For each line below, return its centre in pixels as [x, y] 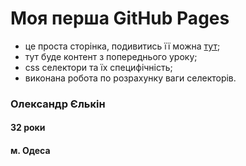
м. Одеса [30, 151]
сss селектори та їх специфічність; [98, 67]
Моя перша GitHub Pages [120, 18]
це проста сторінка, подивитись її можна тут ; [122, 46]
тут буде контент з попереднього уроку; [111, 56]
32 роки [28, 128]
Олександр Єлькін [58, 104]
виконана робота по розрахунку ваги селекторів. [130, 78]
